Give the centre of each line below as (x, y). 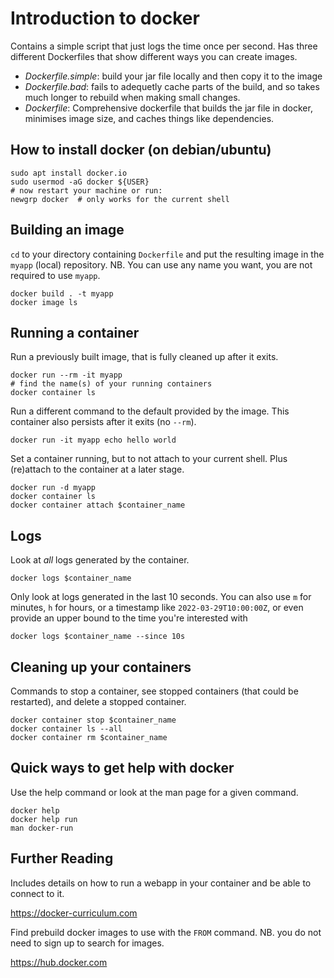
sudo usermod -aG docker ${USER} (80, 182)
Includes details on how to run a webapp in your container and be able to (161, 883)
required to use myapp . (55, 275)
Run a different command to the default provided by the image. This (150, 411)
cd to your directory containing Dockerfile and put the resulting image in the (167, 254)
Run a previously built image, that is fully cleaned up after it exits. (144, 357)
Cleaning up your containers (101, 667)
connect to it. (37, 893)
